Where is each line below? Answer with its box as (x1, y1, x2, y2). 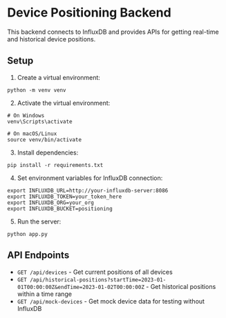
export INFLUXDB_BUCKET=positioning (7, 205, 113, 212)
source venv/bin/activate (7, 136, 82, 143)
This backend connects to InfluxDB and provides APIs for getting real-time (7, 28, 219, 36)
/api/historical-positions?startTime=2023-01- (30, 276, 167, 284)
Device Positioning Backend (7, 5, 171, 21)
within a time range (17, 290, 73, 298)
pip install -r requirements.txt (7, 161, 104, 168)
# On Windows (7, 112, 45, 119)
